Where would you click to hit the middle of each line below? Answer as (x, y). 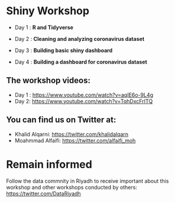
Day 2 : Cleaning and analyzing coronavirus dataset (80, 39)
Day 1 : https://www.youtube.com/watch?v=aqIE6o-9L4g (84, 95)
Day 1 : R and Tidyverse (44, 27)
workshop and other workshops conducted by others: (72, 187)
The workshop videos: (48, 80)
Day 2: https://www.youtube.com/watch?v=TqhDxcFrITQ (84, 101)
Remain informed (49, 164)
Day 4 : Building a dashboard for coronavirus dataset (81, 62)
